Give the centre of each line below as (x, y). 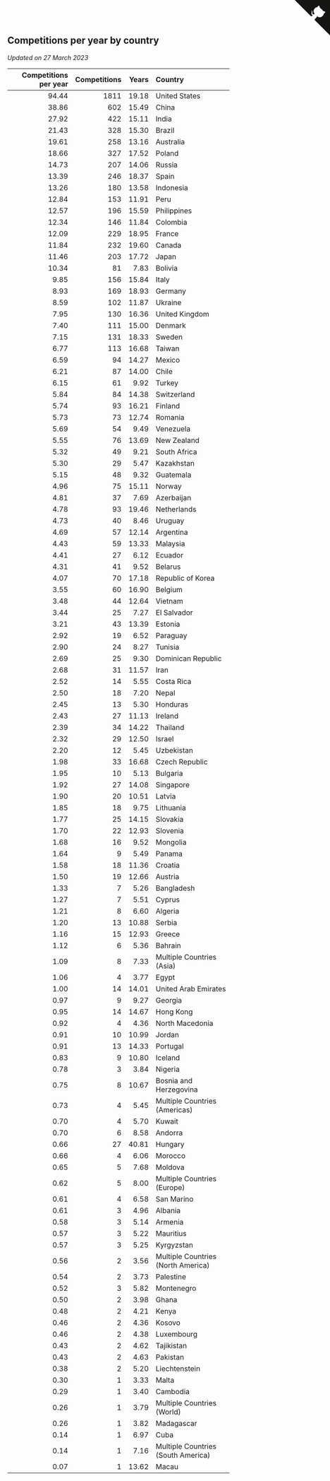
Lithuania (171, 808)
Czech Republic (182, 762)
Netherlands (176, 509)
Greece (168, 934)
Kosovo (168, 1323)
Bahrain (168, 945)
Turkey (167, 383)
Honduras (172, 704)
